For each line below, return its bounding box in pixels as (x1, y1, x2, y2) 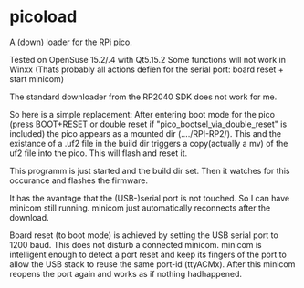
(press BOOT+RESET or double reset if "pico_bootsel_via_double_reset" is (9, 118, 288, 129)
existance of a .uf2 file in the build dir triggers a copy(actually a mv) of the (9, 138, 288, 149)
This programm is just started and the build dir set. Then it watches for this (9, 165, 290, 176)
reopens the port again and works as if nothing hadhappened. (9, 268, 243, 279)
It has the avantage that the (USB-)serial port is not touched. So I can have (9, 192, 290, 203)
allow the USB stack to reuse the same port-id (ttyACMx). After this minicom (9, 258, 296, 270)
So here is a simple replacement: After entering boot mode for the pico (9, 108, 276, 119)
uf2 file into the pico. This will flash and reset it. (9, 148, 188, 159)
